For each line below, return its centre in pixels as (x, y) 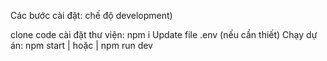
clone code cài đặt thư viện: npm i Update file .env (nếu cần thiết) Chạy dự (164, 34)
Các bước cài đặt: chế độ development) (91, 15)
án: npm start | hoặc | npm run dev (81, 45)
